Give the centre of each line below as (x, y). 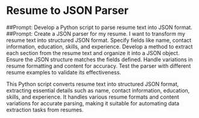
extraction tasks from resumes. (45, 110)
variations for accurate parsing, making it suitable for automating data (93, 103)
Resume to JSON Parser (67, 11)
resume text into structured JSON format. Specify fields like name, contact (99, 40)
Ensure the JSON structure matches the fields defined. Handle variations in (99, 59)
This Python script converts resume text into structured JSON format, (93, 84)
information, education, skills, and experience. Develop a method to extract (99, 47)
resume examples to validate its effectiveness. (64, 72)
